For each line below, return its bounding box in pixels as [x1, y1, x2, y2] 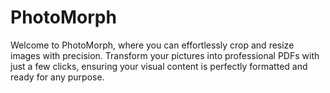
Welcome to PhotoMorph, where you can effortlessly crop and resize [10, 39, 295, 51]
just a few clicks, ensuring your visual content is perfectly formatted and [10, 60, 308, 72]
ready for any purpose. [10, 71, 105, 83]
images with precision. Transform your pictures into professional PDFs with [10, 49, 320, 61]
